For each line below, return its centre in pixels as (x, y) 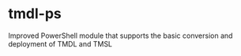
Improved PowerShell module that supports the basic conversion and (120, 35)
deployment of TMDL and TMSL (60, 43)
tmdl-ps (35, 14)
